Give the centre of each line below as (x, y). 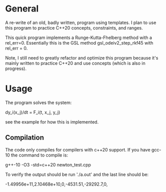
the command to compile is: (39, 155)
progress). (16, 68)
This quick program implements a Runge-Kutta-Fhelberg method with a (79, 37)
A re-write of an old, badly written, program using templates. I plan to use (81, 22)
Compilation (24, 138)
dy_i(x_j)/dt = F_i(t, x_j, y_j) (33, 112)
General (22, 9)
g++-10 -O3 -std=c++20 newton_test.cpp (48, 164)
